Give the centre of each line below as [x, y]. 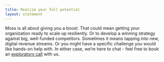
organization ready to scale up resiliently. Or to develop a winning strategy [80, 33]
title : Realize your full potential [42, 10]
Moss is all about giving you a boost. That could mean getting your [72, 28]
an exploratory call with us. [32, 54]
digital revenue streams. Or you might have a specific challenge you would [81, 43]
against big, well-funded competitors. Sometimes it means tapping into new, [82, 38]
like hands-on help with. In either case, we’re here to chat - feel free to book [82, 49]
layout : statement [24, 14]
